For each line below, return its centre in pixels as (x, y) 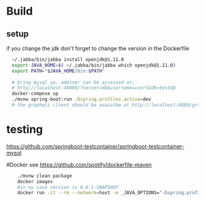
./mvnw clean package (45, 176)
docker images (35, 181)
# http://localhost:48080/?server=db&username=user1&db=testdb (94, 88)
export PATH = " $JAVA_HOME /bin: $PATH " (58, 71)
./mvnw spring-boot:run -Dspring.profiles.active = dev (81, 99)
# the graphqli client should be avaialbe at (71, 105)
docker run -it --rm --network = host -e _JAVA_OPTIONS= (88, 193)
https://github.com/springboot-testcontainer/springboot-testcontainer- (95, 146)
